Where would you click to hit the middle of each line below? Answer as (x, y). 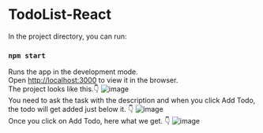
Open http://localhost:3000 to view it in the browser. (93, 80)
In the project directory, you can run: (68, 36)
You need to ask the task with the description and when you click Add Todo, (132, 101)
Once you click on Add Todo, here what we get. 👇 (89, 121)
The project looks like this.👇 (54, 89)
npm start (27, 55)
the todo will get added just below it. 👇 (71, 109)
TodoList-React (60, 15)
